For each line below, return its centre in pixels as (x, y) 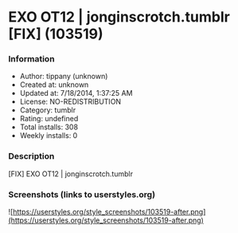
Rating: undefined (49, 119)
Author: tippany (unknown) (64, 77)
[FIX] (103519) (56, 34)
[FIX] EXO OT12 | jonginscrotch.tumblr (71, 174)
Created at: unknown (54, 85)
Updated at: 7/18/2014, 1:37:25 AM (76, 93)
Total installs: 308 (49, 127)
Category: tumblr (48, 110)
